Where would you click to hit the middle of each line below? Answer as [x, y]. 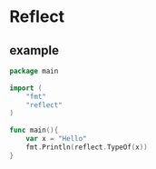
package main [34, 71]
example [34, 50]
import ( [26, 88]
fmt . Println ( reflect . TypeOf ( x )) [87, 147]
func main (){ [34, 130]
